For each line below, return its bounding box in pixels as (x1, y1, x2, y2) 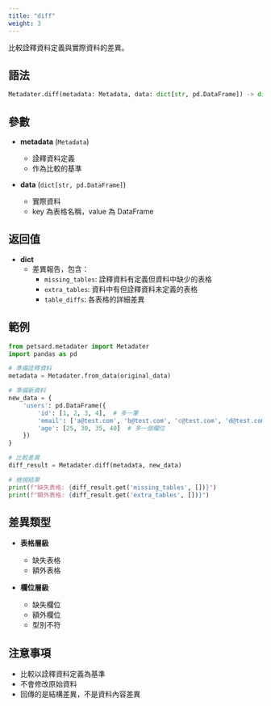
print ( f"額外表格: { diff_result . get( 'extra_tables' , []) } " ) (8, 491, 210, 499)
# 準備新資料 (8, 387, 46, 395)
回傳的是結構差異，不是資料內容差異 (19, 689, 141, 700)
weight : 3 (8, 19, 42, 27)
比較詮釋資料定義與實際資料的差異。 (8, 42, 129, 53)
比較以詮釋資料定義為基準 (19, 669, 106, 679)
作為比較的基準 (31, 163, 82, 173)
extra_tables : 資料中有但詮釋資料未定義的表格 (44, 284, 198, 294)
